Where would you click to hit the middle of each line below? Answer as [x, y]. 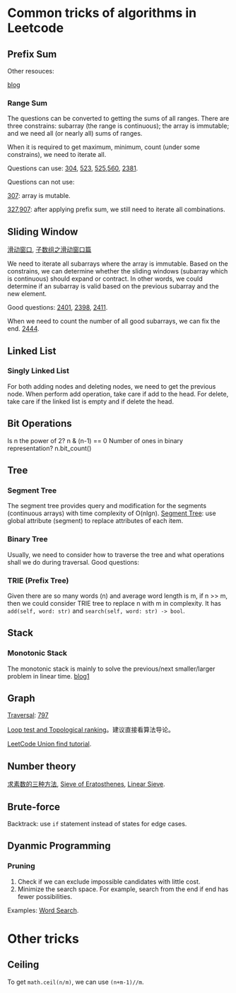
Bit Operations [40, 424]
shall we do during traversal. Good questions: [73, 562]
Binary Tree [28, 539]
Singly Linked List [38, 371]
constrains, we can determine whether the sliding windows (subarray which [118, 271]
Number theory [42, 766]
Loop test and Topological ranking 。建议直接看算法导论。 [91, 730]
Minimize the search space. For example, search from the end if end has [123, 889]
